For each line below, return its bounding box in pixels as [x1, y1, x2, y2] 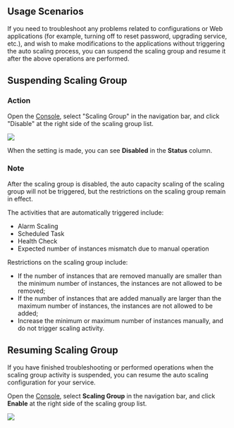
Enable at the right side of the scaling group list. [7, 399, 147, 408]
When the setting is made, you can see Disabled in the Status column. [7, 146, 213, 154]
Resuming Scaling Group [7, 344, 118, 356]
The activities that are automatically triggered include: [7, 208, 164, 217]
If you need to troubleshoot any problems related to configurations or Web [7, 24, 223, 32]
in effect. [7, 194, 33, 203]
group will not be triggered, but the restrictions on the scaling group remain [7, 187, 226, 196]
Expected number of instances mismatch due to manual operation [17, 244, 209, 253]
